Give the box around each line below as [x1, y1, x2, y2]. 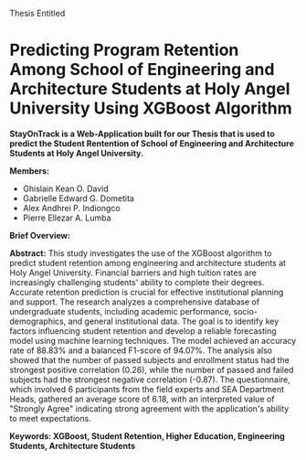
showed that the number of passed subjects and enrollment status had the [9, 354, 290, 365]
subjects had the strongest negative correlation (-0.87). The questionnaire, [9, 374, 290, 385]
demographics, [9, 316, 67, 326]
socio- [233, 305, 259, 316]
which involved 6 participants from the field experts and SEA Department [9, 383, 285, 394]
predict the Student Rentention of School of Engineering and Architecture [9, 137, 295, 149]
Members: [9, 165, 50, 177]
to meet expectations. [9, 412, 91, 423]
